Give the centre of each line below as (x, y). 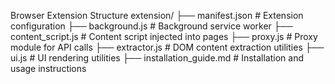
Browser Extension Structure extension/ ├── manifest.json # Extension (157, 15)
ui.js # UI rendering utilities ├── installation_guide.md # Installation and (157, 58)
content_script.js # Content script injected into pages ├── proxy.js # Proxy (164, 36)
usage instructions (48, 68)
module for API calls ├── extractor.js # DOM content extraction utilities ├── (167, 47)
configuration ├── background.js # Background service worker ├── (151, 26)
